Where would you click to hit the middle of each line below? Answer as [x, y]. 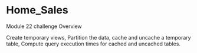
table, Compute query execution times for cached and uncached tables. [93, 44]
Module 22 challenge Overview [44, 26]
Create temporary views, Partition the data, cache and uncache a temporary [98, 37]
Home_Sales [37, 10]
